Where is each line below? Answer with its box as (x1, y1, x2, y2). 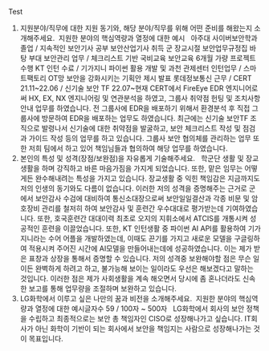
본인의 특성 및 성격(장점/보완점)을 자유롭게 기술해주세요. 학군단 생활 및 (19, 154, 244, 163)
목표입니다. (28, 334, 64, 343)
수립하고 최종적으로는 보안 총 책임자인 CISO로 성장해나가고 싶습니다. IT (28, 314, 251, 323)
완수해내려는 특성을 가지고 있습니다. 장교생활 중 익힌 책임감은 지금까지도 (35, 174, 261, 183)
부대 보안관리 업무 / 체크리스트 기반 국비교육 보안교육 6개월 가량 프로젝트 (28, 54, 256, 63)
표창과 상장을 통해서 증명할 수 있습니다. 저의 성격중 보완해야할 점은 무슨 (28, 254, 251, 263)
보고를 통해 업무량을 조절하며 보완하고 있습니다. (28, 284, 177, 293)
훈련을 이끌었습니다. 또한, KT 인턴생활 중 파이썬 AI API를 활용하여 (41, 224, 247, 233)
